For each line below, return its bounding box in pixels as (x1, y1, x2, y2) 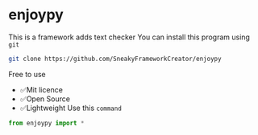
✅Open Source (19, 94, 71, 104)
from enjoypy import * (8, 119, 85, 127)
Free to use (8, 69, 46, 79)
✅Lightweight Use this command (19, 103, 123, 112)
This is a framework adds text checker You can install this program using (8, 32, 250, 42)
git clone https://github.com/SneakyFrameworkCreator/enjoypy (8, 55, 222, 63)
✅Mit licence (19, 84, 63, 94)
